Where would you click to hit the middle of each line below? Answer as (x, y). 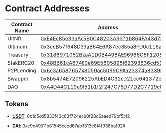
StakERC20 (21, 63)
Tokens (17, 104)
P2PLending (22, 70)
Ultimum (17, 46)
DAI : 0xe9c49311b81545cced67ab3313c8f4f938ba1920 (69, 126)
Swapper (18, 78)
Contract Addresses (47, 9)
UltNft (14, 38)
